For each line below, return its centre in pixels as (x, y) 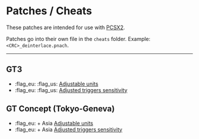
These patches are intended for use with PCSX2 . (66, 27)
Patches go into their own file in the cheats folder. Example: (78, 39)
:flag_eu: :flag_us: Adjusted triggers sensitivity (71, 90)
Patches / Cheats (49, 11)
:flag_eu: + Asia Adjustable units (54, 123)
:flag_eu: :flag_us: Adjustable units (57, 84)
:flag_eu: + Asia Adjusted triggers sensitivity (68, 129)
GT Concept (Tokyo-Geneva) (60, 109)
